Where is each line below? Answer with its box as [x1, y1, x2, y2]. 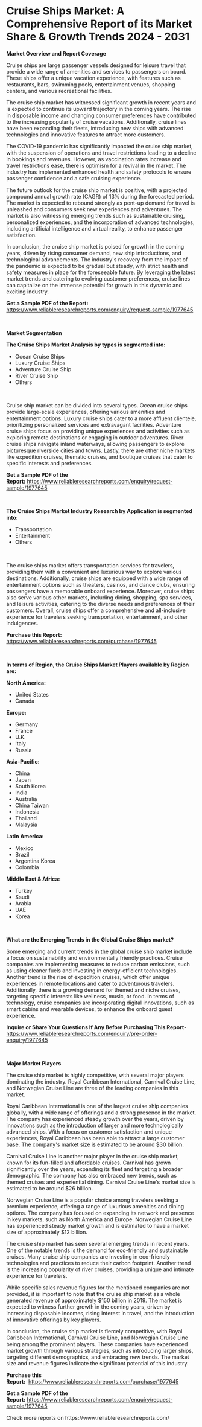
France [14, 727, 33, 734]
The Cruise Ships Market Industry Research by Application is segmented [6, 507, 193, 514]
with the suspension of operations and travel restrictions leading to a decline [6, 149, 197, 156]
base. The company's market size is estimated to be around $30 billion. [6, 1141, 184, 1148]
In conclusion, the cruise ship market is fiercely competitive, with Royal [6, 1327, 183, 1335]
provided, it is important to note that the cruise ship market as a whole [6, 1290, 180, 1297]
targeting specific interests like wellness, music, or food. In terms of [6, 992, 175, 1000]
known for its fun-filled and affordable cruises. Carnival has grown [6, 1159, 171, 1166]
